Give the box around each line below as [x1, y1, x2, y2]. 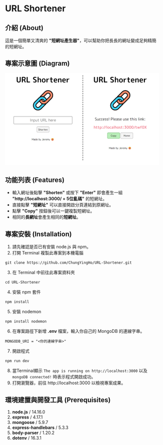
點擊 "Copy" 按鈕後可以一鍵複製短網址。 [12, 208, 95, 214]
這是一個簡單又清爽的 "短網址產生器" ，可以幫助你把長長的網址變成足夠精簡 [5, 38, 157, 43]
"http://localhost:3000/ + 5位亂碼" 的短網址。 [12, 196, 107, 202]
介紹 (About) [5, 23, 44, 32]
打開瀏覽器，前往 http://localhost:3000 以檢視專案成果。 [12, 380, 126, 386]
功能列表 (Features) [5, 176, 65, 184]
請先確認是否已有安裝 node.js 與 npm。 [12, 244, 91, 250]
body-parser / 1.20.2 [12, 429, 55, 436]
